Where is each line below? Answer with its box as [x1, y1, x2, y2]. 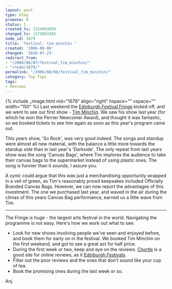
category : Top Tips [5, 74, 47, 80]
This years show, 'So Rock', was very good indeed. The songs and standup [5, 135, 164, 141]
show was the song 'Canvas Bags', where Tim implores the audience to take [5, 151, 166, 158]
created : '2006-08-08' [5, 46, 54, 51]
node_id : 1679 [5, 36, 36, 42]
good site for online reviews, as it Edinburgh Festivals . [12, 252, 127, 258]
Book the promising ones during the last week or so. [12, 268, 123, 274]
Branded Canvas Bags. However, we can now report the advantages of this [5, 183, 164, 189]
